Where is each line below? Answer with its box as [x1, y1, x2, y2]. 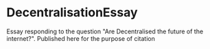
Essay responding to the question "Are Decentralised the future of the [6, 27, 204, 35]
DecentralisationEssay [6, 5, 138, 20]
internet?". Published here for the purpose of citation [6, 34, 155, 42]
